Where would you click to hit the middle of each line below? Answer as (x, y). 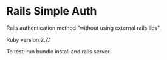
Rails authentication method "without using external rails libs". (84, 28)
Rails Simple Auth (52, 11)
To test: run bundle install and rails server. (59, 51)
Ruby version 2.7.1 (29, 39)
